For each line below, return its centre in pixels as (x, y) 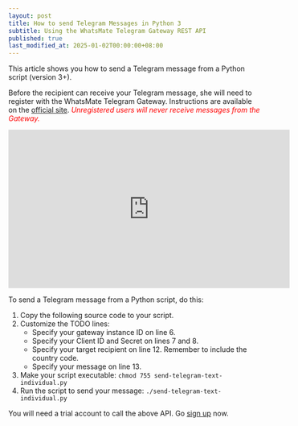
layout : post (30, 16)
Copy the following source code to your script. (97, 316)
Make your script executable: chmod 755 (85, 375)
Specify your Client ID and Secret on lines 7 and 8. (115, 341)
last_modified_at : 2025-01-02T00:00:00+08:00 (86, 46)
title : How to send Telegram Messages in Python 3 (95, 23)
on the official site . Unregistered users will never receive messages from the (134, 110)
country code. (55, 358)
